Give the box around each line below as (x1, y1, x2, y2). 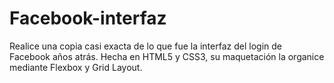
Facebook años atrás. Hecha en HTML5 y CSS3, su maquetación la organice (9, 50, 325, 62)
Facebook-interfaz (9, 7, 167, 30)
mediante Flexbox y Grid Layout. (9, 61, 143, 73)
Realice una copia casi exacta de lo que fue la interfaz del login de (9, 40, 282, 52)
